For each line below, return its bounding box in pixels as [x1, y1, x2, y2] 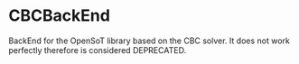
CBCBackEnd [8, 5, 110, 26]
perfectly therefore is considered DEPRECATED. [8, 44, 187, 55]
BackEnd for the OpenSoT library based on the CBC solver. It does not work [8, 35, 290, 46]
